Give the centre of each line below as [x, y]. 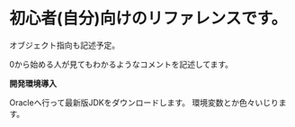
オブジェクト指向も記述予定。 [64, 45]
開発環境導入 [33, 83]
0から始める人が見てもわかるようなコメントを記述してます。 [121, 64]
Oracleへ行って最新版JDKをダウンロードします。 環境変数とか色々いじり [144, 102]
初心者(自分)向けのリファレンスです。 [148, 18]
